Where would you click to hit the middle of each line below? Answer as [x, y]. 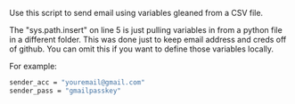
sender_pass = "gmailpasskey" [66, 91]
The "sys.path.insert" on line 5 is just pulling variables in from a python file [146, 30]
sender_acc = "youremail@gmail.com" [77, 83]
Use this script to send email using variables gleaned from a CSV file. [136, 13]
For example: [33, 66]
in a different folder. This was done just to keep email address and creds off [148, 40]
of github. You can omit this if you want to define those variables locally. [142, 49]
